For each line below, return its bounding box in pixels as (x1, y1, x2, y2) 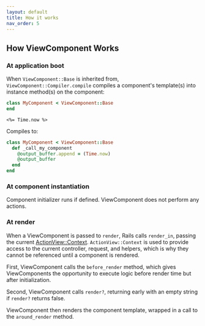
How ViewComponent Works (6, 43, 119, 53)
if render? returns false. (6, 294, 65, 302)
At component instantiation (6, 182, 90, 190)
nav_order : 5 (6, 20, 40, 26)
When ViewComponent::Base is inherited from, (6, 75, 119, 83)
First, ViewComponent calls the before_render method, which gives (6, 263, 176, 270)
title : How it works (6, 15, 59, 21)
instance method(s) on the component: (6, 88, 105, 95)
